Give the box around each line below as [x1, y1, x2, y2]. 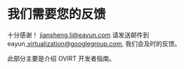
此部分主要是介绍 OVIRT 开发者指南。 [7, 54, 116, 63]
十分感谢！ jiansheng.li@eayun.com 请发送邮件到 [7, 31, 150, 39]
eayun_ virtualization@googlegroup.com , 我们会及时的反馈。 [7, 39, 181, 47]
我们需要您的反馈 [7, 6, 107, 22]
